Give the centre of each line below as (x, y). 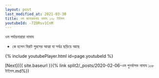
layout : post (18, 9)
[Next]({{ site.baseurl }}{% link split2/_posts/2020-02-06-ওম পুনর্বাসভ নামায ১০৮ (80, 65)
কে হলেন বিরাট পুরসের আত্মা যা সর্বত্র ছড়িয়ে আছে (46, 47)
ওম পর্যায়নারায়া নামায (20, 37)
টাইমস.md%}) (17, 71)
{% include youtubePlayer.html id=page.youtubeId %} (59, 56)
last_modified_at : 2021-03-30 (36, 14)
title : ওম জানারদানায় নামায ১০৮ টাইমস (35, 18)
